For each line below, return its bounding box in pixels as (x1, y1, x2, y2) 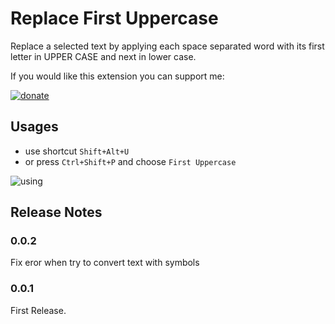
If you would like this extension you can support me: (10, 70, 225, 82)
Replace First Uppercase (10, 7, 219, 30)
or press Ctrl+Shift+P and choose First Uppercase (24, 155, 237, 167)
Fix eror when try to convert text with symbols (10, 257, 200, 269)
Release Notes (10, 204, 103, 221)
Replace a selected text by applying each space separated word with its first (10, 40, 325, 52)
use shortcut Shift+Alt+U (24, 145, 130, 157)
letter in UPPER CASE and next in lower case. (10, 50, 197, 62)
